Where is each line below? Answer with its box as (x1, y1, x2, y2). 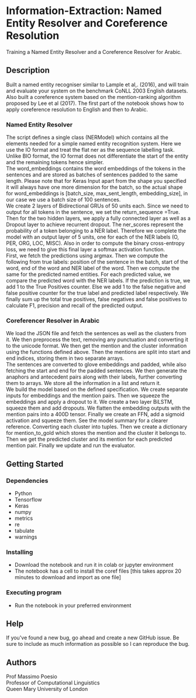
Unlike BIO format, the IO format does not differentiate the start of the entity (6, 152, 188, 159)
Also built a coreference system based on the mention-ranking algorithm (6, 93, 181, 100)
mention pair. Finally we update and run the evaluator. (6, 442, 136, 449)
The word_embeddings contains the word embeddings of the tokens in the (6, 165, 186, 172)
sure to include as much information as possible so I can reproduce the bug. (6, 641, 190, 648)
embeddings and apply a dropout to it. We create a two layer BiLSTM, (6, 399, 174, 406)
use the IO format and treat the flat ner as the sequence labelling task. (6, 147, 175, 154)
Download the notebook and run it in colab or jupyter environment (14, 561, 174, 568)
